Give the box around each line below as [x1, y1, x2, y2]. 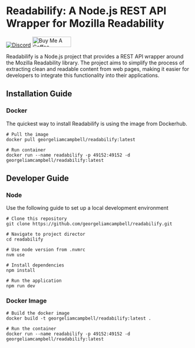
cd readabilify [6, 236, 44, 243]
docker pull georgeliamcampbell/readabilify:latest [6, 136, 135, 142]
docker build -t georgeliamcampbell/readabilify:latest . [6, 315, 151, 321]
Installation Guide [6, 89, 72, 99]
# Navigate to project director [6, 232, 85, 238]
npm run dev [6, 283, 35, 289]
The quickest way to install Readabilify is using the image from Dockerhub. [6, 120, 187, 127]
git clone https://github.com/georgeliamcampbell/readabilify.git [6, 221, 173, 227]
